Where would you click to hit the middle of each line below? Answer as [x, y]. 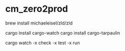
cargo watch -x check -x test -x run [43, 43]
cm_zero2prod [37, 9]
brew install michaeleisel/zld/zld [39, 23]
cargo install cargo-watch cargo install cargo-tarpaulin [63, 33]
